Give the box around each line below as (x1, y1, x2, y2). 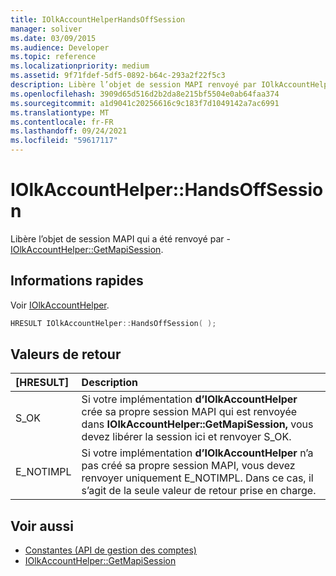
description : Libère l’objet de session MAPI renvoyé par (10, 80, 257, 90)
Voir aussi (10, 517, 74, 535)
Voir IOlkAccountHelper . (10, 299, 110, 311)
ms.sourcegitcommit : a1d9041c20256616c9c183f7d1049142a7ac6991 (10, 98, 280, 108)
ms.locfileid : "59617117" (10, 136, 118, 146)
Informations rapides (10, 272, 144, 290)
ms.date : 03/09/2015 (10, 33, 97, 43)
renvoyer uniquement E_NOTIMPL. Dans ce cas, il (81, 471, 314, 485)
